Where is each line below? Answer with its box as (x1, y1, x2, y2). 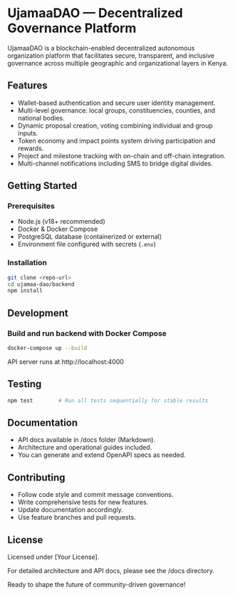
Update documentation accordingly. (17, 505, 123, 514)
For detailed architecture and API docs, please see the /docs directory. (7, 567, 215, 575)
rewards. (17, 144, 44, 153)
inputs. (17, 128, 38, 137)
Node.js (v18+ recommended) (17, 217, 105, 226)
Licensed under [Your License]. (7, 553, 100, 561)
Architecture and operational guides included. (17, 443, 152, 452)
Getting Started (7, 180, 78, 192)
